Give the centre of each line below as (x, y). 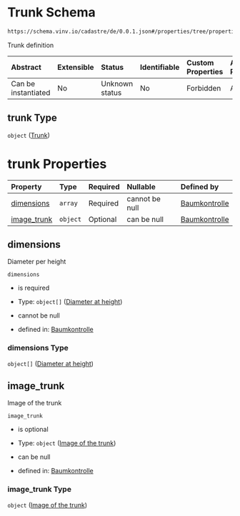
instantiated (31, 92)
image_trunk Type (39, 490)
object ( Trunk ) (29, 135)
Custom (200, 63)
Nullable (141, 186)
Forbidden (204, 88)
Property (26, 186)
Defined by (200, 186)
